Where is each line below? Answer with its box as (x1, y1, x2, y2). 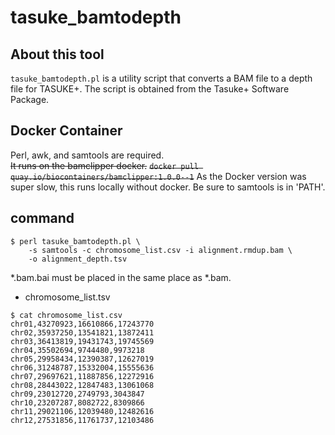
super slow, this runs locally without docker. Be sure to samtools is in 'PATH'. (10, 181, 326, 193)
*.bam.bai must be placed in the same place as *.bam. (10, 271, 232, 283)
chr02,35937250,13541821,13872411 (10, 327, 155, 338)
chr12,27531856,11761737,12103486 (10, 415, 155, 425)
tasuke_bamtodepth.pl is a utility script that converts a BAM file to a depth (10, 72, 313, 84)
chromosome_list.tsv (24, 291, 111, 303)
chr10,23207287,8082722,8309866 (10, 397, 145, 408)
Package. (10, 94, 50, 105)
